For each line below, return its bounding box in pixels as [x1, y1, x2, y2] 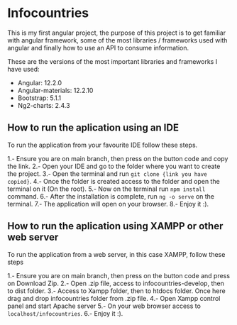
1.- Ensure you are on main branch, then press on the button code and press [7, 271, 231, 280]
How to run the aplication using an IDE [7, 122, 180, 134]
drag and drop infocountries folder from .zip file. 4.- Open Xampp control [7, 294, 221, 302]
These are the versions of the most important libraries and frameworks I [7, 57, 218, 65]
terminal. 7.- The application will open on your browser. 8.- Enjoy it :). [7, 199, 209, 208]
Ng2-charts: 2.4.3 [17, 101, 70, 109]
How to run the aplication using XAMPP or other [7, 220, 224, 232]
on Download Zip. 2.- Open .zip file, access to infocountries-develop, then [7, 279, 225, 287]
